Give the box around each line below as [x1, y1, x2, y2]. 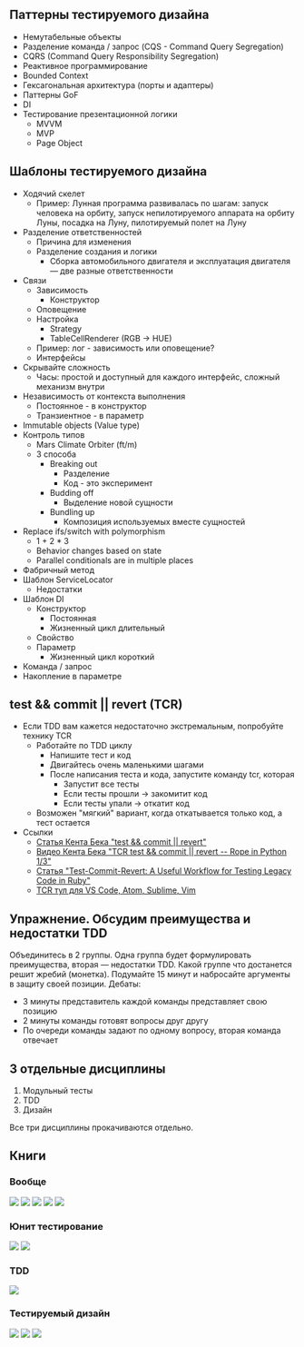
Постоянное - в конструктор [35, 400, 147, 411]
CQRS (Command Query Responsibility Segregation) [22, 50, 220, 62]
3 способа [35, 449, 77, 460]
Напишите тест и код [49, 749, 132, 761]
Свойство [35, 631, 74, 643]
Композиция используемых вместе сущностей [63, 516, 246, 527]
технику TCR [22, 730, 73, 741]
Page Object [35, 137, 83, 148]
